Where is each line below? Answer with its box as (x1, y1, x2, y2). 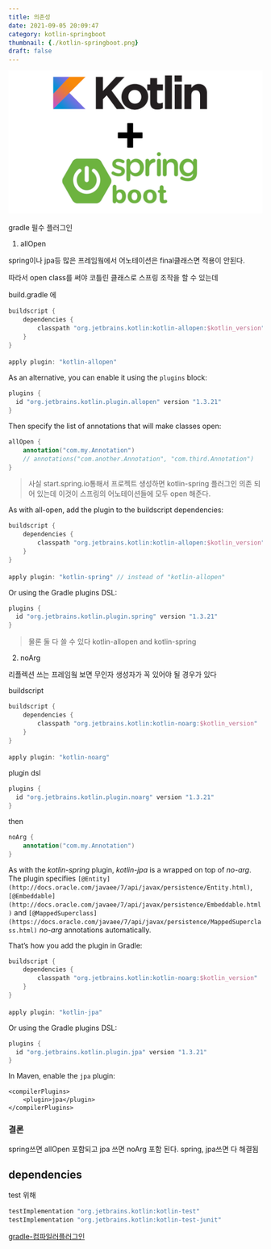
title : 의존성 (8, 13, 51, 21)
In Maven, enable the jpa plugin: (8, 1071, 115, 1081)
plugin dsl (8, 768, 41, 778)
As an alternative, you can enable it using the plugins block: (8, 372, 208, 383)
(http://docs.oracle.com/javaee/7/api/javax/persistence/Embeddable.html (8, 901, 262, 909)
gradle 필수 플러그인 (8, 223, 73, 233)
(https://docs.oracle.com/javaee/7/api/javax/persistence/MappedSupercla (8, 918, 262, 926)
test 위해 (8, 1190, 36, 1200)
